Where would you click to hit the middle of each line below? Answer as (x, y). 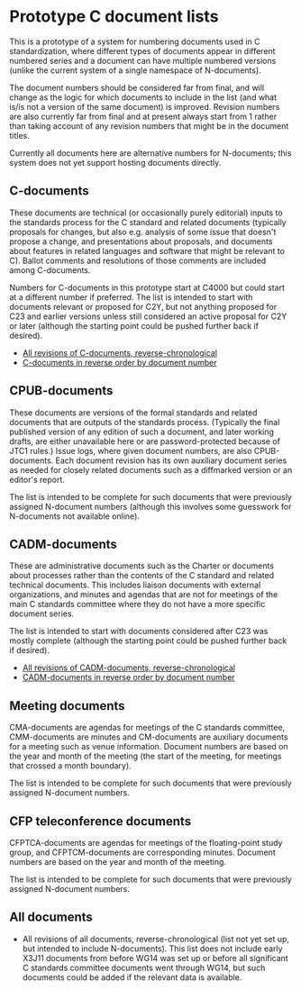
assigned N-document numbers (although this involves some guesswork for (150, 506)
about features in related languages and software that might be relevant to (147, 250)
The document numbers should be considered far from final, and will (137, 87)
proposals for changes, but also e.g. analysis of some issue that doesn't (143, 232)
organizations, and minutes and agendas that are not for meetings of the (144, 595)
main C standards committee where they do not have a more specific (137, 604)
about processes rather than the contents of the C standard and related (142, 576)
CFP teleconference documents (100, 821)
